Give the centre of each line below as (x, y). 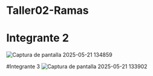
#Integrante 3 (23, 66)
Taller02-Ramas (47, 11)
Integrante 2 (38, 38)
